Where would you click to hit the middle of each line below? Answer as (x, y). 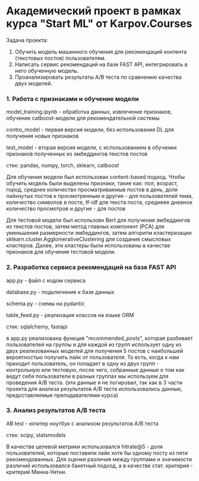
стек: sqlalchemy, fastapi (37, 327)
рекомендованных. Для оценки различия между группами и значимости (99, 459)
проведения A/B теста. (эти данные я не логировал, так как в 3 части (94, 382)
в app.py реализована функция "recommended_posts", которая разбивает (99, 338)
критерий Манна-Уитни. (37, 471)
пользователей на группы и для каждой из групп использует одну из (94, 345)
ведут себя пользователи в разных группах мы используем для (87, 376)
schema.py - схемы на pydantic (45, 303)
